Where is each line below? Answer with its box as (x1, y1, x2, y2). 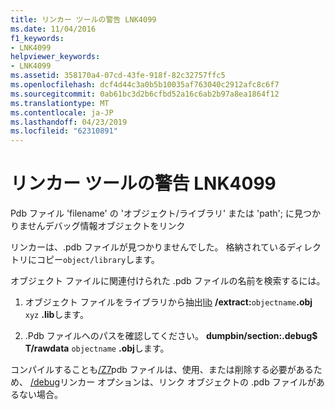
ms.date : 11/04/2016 (10, 24, 97, 34)
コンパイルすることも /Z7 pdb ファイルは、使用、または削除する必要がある (10, 364, 314, 376)
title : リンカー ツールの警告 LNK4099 (10, 14, 157, 25)
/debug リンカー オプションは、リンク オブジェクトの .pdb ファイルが (29, 376, 317, 388)
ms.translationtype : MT (10, 98, 110, 108)
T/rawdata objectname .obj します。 (24, 342, 170, 355)
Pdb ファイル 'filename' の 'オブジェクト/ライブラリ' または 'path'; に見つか (10, 207, 321, 220)
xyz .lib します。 (24, 309, 89, 321)
